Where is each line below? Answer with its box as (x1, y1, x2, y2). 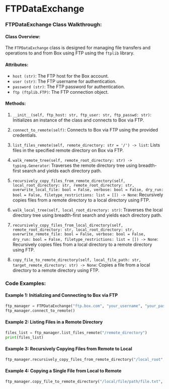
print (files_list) (5, 335, 44, 340)
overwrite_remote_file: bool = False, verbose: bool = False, (12, 231, 146, 237)
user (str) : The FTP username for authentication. (12, 78, 117, 84)
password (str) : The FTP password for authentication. (12, 84, 125, 90)
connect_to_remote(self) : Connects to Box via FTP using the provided (12, 126, 158, 133)
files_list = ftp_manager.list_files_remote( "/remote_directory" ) (5, 330, 147, 335)
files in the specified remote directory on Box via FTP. (12, 147, 124, 153)
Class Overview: (5, 33, 41, 39)
